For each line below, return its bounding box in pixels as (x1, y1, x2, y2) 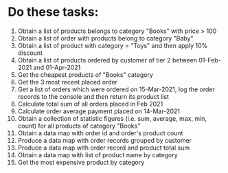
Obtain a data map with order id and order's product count (17, 128, 183, 137)
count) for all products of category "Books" (17, 122, 141, 130)
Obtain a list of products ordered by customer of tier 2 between (17, 56, 198, 64)
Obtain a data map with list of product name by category (17, 150, 178, 159)
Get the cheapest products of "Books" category (17, 70, 154, 79)
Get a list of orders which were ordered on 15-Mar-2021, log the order (17, 85, 215, 93)
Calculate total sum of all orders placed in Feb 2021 (17, 100, 163, 108)
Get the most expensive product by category (17, 158, 145, 166)
